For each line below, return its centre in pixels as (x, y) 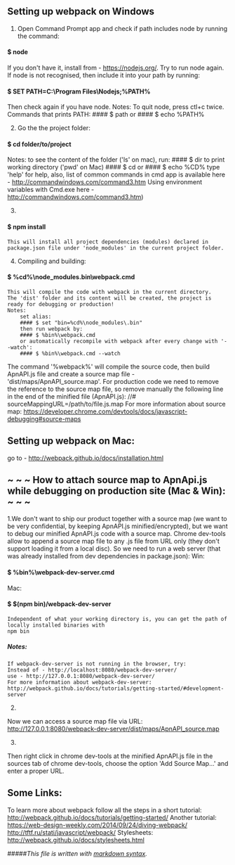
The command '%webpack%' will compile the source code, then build (109, 366)
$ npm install (27, 227)
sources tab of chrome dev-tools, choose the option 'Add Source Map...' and (118, 763)
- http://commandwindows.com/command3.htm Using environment (105, 182)
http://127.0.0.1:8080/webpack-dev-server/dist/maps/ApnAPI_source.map (113, 729)
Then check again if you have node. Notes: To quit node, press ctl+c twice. (116, 107)
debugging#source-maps (44, 418)
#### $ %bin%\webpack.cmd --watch (70, 353)
